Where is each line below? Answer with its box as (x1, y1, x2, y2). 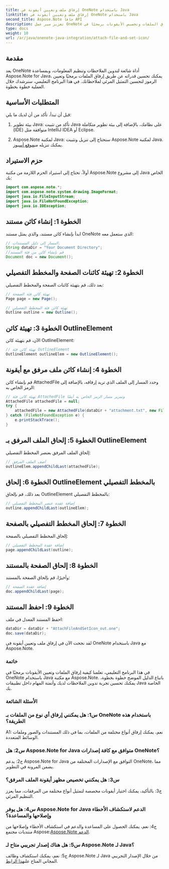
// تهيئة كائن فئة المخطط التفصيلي (6, 305, 68, 310)
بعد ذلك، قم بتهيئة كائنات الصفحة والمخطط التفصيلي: (6, 281, 104, 287)
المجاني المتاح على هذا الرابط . (6, 858, 58, 864)
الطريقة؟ (6, 717, 26, 725)
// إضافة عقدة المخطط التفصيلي (6, 542, 64, 548)
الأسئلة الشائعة (6, 698, 38, 705)
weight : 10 (6, 31, 29, 36)
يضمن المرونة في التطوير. (6, 764, 54, 770)
